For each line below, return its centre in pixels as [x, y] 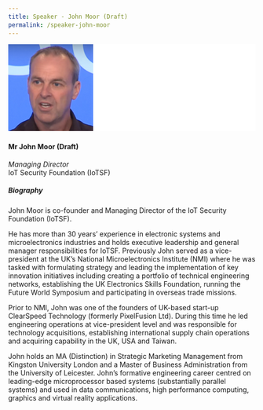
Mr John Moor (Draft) [44, 146]
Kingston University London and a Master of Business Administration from [128, 364]
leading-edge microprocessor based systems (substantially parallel [117, 381]
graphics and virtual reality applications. [73, 397]
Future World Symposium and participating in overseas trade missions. [122, 292]
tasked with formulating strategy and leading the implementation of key [124, 267]
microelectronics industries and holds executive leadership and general [124, 242]
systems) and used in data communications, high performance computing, [129, 390]
